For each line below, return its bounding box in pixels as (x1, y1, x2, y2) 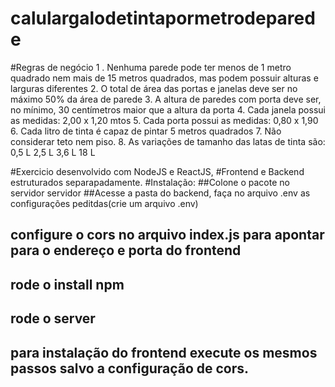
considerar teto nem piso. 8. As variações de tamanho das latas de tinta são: (10, 135, 326, 147)
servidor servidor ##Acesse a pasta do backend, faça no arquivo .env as (10, 187, 311, 199)
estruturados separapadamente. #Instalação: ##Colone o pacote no (10, 176, 290, 188)
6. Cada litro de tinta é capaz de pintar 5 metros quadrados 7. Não (10, 125, 282, 137)
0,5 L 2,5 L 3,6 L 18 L (10, 146, 96, 158)
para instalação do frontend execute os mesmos (10, 344, 318, 361)
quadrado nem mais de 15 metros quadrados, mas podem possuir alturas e (10, 72, 319, 84)
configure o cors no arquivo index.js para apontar (10, 227, 325, 244)
